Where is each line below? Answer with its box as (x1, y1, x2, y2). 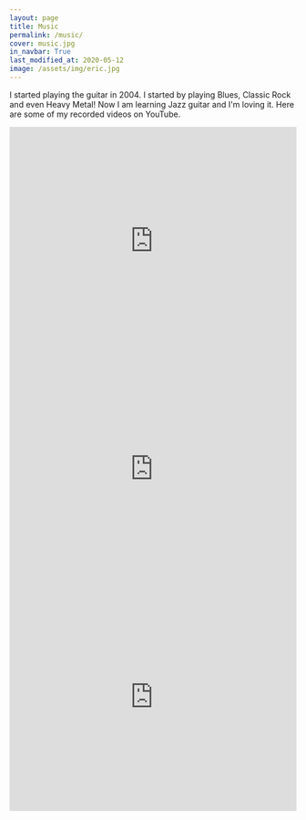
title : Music (9, 22, 59, 31)
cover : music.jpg (9, 38, 76, 48)
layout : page (9, 13, 59, 23)
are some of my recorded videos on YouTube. (9, 109, 181, 119)
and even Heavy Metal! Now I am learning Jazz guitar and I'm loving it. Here (9, 99, 294, 109)
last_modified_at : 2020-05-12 (9, 56, 125, 65)
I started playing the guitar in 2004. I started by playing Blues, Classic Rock (9, 88, 291, 100)
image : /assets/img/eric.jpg (9, 65, 120, 74)
